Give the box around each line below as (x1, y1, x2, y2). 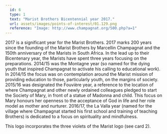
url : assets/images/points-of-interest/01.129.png (9, 21, 117, 26)
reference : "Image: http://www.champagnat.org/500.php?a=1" (9, 26, 137, 31)
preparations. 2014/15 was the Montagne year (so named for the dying (5, 61, 150, 67)
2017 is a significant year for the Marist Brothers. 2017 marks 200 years (5, 39, 152, 45)
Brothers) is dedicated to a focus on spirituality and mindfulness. (5, 114, 138, 120)
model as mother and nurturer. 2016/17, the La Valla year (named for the (5, 103, 153, 109)
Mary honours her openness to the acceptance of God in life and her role (5, 98, 156, 104)
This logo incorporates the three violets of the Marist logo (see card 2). (5, 123, 151, 130)
